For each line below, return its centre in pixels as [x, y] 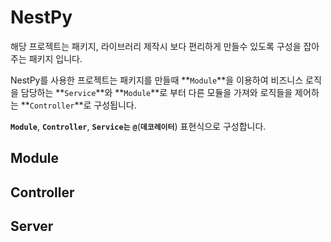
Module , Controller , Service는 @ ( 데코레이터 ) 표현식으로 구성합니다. [138, 126]
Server [32, 226]
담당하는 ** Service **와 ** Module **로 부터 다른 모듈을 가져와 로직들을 [156, 92]
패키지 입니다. [55, 58]
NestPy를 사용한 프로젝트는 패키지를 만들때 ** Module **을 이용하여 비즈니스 [157, 80]
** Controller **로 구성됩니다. [78, 105]
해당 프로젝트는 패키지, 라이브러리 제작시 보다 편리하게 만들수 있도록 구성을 [156, 46]
